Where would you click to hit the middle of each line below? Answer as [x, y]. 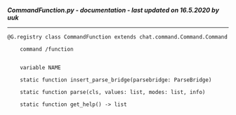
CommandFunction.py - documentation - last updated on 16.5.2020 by [113, 10]
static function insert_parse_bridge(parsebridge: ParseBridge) [116, 80]
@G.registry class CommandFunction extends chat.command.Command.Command [118, 37]
